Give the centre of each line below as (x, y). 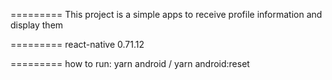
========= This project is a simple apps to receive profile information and (166, 14)
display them (37, 25)
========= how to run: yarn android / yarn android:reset (130, 63)
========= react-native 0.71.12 (77, 44)
